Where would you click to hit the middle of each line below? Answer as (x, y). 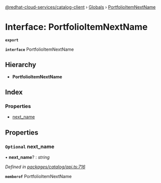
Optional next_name (30, 146)
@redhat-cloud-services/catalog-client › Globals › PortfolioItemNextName (80, 7)
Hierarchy (21, 65)
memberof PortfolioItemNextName (39, 177)
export (12, 40)
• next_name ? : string (27, 157)
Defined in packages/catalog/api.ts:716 (45, 167)
